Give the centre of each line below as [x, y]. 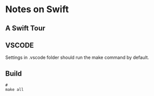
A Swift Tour [25, 28]
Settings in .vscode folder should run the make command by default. [77, 57]
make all [15, 90]
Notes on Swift [37, 9]
